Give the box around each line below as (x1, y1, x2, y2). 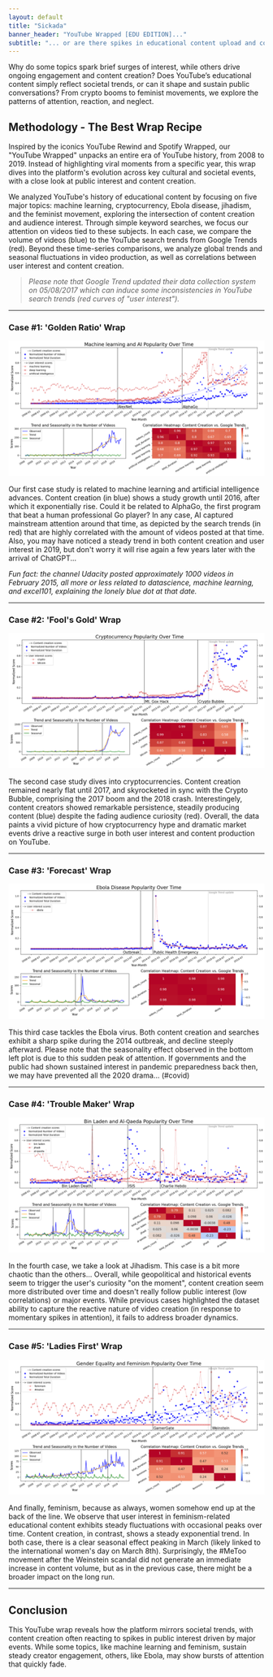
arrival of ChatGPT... (8, 553, 77, 564)
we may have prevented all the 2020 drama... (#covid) (8, 1070, 190, 1080)
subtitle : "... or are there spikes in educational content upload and (8, 39, 256, 47)
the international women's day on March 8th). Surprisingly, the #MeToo (8, 1546, 247, 1556)
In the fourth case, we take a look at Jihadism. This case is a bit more (8, 1261, 240, 1271)
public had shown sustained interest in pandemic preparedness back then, (8, 1062, 258, 1072)
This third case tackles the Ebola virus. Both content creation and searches (8, 1027, 260, 1037)
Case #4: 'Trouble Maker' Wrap (8, 1099, 136, 1110)
